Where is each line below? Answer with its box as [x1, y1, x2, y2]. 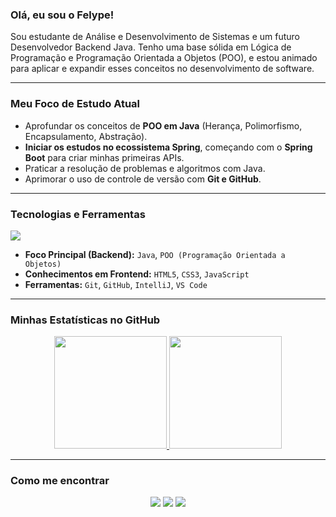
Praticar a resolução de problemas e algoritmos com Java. [24, 162, 266, 174]
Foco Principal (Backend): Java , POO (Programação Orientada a [24, 248, 286, 260]
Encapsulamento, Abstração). [24, 130, 148, 142]
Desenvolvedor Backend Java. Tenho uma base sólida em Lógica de [10, 41, 292, 53]
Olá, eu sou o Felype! [10, 8, 115, 22]
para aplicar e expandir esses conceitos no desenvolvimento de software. [10, 63, 315, 75]
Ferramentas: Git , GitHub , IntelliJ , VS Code [24, 278, 208, 290]
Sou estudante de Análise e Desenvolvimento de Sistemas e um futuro [10, 31, 300, 43]
